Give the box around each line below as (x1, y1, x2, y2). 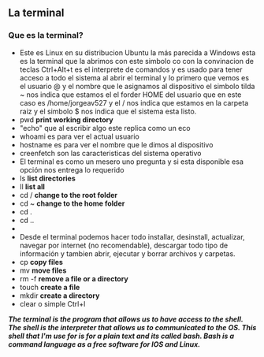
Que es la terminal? (8, 30, 84, 41)
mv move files (19, 266, 67, 275)
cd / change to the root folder (19, 190, 118, 199)
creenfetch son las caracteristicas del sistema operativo (19, 148, 202, 158)
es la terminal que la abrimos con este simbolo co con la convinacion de (19, 56, 255, 65)
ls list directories (19, 173, 76, 183)
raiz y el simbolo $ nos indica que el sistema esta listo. (19, 106, 197, 116)
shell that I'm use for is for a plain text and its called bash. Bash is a (8, 331, 235, 340)
